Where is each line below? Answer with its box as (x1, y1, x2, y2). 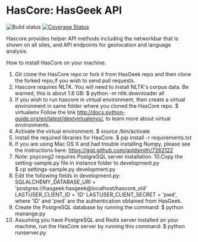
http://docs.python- (77, 108, 125, 116)
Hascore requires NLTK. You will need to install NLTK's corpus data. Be (14, 83, 189, 90)
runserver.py (14, 229, 46, 236)
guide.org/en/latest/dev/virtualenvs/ (14, 114, 103, 122)
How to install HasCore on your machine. (6, 59, 106, 66)
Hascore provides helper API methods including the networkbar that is (6, 35, 178, 42)
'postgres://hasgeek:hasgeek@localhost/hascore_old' (14, 184, 147, 191)
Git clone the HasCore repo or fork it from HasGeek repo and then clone (14, 70, 191, 77)
